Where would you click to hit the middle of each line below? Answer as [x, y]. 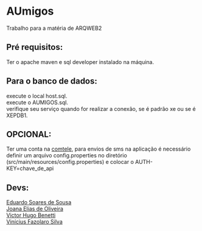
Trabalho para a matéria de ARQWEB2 [54, 28]
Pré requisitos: [35, 47]
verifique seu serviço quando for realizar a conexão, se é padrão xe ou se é [101, 108]
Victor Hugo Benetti [31, 215]
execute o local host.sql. [37, 96]
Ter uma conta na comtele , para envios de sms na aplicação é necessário [99, 149]
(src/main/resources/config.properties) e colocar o [70, 162]
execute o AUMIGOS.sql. [37, 102]
